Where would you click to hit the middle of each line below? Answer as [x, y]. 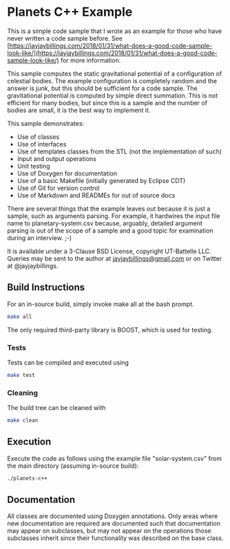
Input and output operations [56, 158]
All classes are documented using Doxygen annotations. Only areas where [113, 516]
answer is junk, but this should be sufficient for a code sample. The [102, 88]
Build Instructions [46, 287]
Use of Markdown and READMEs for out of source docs [96, 195]
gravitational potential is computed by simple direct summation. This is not [113, 95]
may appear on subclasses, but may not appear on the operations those [109, 531]
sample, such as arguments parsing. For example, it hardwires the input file [114, 216]
